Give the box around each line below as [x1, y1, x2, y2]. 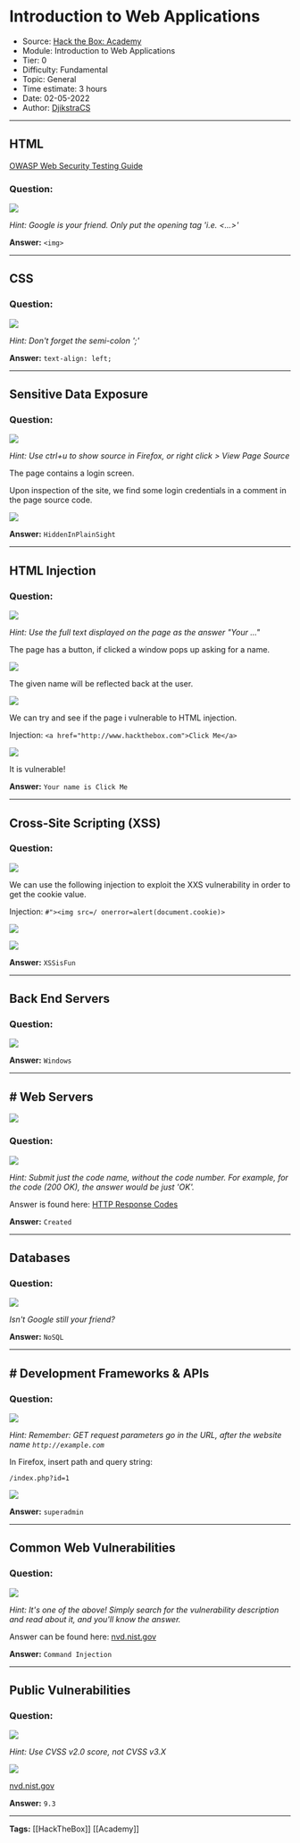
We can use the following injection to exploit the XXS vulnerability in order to [9, 879, 291, 890]
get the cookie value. [9, 888, 87, 899]
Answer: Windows [9, 1055, 72, 1065]
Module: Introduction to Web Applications [21, 45, 176, 55]
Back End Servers [9, 991, 110, 1006]
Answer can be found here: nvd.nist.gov [9, 1631, 157, 1642]
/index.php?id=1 [9, 1473, 70, 1483]
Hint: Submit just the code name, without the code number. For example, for [9, 1172, 288, 1182]
